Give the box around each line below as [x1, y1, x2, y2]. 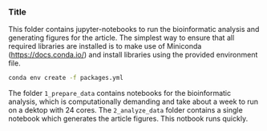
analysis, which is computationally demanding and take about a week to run [8, 97, 259, 106]
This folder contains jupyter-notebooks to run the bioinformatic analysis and [8, 25, 260, 34]
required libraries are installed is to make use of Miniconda [8, 42, 202, 51]
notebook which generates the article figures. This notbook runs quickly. [8, 114, 249, 124]
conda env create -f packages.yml [8, 74, 124, 82]
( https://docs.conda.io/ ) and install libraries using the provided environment [8, 50, 258, 60]
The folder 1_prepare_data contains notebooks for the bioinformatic [8, 89, 232, 98]
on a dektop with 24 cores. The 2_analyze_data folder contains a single [8, 105, 243, 115]
